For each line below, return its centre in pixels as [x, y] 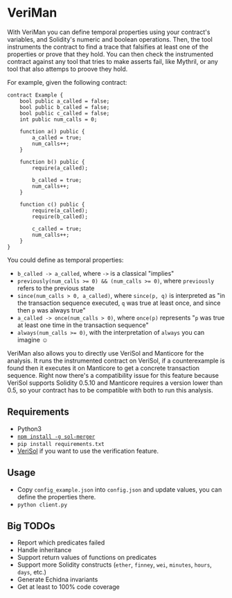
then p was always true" [51, 310]
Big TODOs [31, 526]
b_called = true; [57, 180]
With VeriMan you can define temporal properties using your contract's [109, 32]
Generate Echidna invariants [57, 580]
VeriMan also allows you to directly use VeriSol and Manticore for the [106, 353]
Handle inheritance [44, 550]
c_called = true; [57, 229]
